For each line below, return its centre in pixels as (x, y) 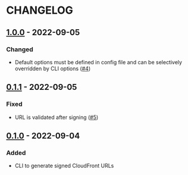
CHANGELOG (40, 10)
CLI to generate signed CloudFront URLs (64, 166)
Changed (20, 49)
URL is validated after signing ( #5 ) (57, 117)
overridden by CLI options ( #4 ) (53, 68)
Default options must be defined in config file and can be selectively (98, 62)
